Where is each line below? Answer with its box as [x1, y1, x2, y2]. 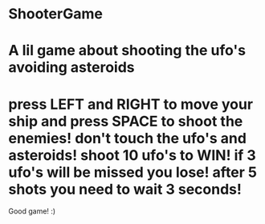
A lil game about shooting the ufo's [8, 42, 247, 60]
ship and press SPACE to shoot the [8, 112, 243, 130]
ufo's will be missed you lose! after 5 [8, 163, 257, 181]
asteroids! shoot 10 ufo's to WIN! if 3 [8, 146, 257, 164]
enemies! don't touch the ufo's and [8, 129, 247, 147]
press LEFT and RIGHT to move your [8, 95, 254, 113]
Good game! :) [8, 206, 56, 216]
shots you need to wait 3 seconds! [8, 180, 243, 198]
